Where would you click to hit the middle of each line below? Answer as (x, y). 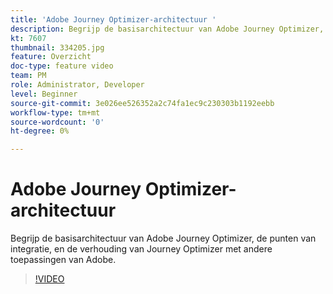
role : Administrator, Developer (77, 85)
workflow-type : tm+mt (55, 112)
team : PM (28, 76)
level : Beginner (44, 94)
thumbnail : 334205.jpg (57, 47)
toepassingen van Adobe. (63, 260)
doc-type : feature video (62, 66)
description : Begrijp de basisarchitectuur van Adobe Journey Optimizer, (167, 29)
